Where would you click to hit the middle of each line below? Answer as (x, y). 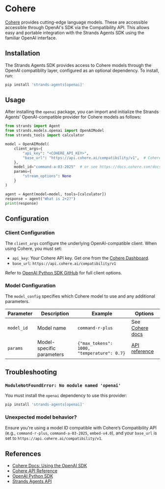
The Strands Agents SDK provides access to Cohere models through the (78, 65)
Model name (52, 328)
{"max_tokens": (95, 343)
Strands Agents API (32, 481)
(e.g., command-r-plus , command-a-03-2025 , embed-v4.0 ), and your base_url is (81, 433)
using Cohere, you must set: (34, 248)
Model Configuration (30, 286)
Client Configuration (30, 233)
